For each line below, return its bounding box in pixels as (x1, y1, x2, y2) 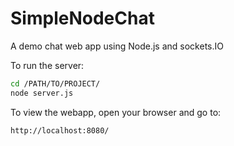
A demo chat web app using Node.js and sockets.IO (10, 40, 224, 52)
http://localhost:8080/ (10, 125, 110, 136)
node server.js (10, 88, 74, 98)
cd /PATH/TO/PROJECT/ (10, 78, 101, 89)
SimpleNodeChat (10, 7, 155, 30)
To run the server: (10, 59, 85, 71)
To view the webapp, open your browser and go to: (10, 106, 222, 118)
